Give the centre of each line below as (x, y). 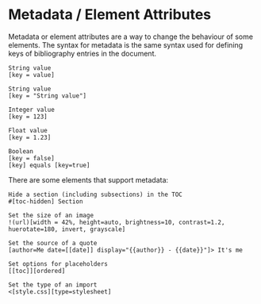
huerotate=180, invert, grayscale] (67, 229)
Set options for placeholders (58, 264)
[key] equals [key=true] (49, 165)
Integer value (32, 110)
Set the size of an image (51, 215)
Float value (28, 130)
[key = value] (32, 75)
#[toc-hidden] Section (46, 201)
